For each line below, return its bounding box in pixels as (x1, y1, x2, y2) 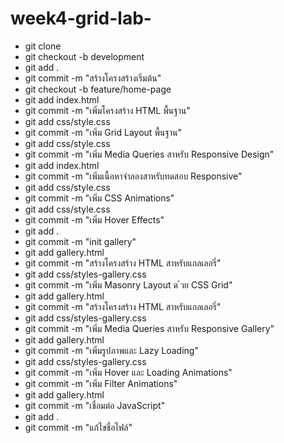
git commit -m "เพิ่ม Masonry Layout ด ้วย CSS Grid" (24, 278, 233, 291)
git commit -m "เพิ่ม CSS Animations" (24, 192, 175, 204)
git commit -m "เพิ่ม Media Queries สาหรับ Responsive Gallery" (24, 322, 275, 334)
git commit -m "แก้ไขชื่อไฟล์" (24, 421, 133, 433)
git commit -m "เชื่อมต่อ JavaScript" (24, 399, 166, 411)
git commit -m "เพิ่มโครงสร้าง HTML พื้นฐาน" (24, 104, 191, 116)
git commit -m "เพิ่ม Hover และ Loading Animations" (24, 366, 233, 378)
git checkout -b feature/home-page (24, 83, 172, 95)
